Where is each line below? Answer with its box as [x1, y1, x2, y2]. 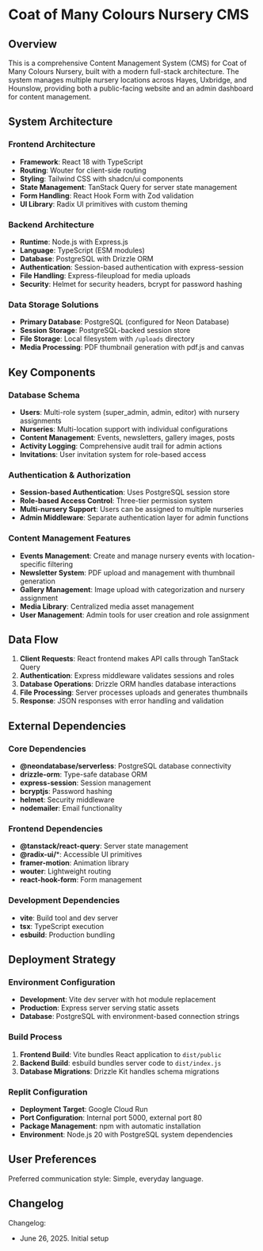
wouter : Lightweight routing [19, 866, 112, 876]
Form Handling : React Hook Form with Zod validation [19, 191, 194, 200]
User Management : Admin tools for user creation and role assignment [19, 610, 250, 619]
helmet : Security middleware [19, 795, 115, 804]
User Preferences [8, 1152, 97, 1166]
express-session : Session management [19, 778, 151, 788]
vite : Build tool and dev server [19, 912, 119, 923]
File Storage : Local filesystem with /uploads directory [19, 334, 196, 343]
